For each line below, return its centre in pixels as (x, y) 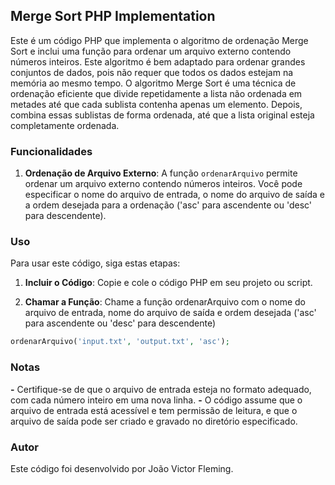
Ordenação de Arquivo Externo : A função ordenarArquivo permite (161, 173)
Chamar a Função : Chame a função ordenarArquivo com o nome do (165, 302)
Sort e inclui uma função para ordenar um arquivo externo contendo (151, 51)
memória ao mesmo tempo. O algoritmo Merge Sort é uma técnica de (153, 83)
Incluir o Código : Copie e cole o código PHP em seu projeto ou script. (168, 283)
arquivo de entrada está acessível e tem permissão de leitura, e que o (154, 410)
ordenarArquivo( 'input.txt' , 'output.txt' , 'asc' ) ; (120, 342)
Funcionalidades (51, 151)
